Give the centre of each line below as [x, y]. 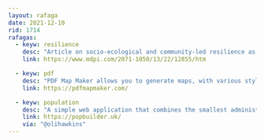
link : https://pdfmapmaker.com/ [75, 88]
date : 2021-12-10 [37, 23]
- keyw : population [47, 102]
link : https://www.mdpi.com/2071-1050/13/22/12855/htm [114, 60]
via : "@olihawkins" [54, 124]
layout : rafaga [33, 15]
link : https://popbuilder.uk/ [72, 117]
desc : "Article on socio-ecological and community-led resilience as [139, 52]
